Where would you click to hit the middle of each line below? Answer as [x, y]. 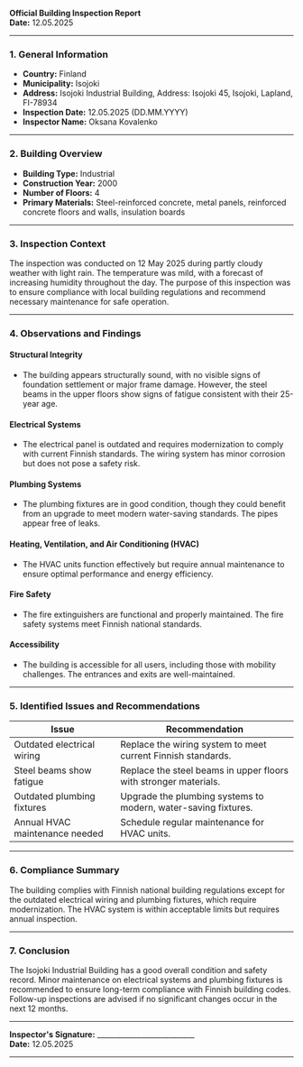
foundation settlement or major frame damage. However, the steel [145, 385]
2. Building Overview [56, 154]
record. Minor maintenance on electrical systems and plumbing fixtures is [146, 980]
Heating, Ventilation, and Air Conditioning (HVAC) [105, 544]
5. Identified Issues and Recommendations [105, 705]
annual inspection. [44, 918]
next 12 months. [39, 1008]
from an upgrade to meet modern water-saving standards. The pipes [150, 514]
